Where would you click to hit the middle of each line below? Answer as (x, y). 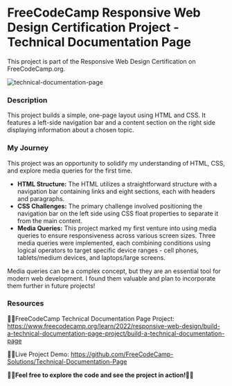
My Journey (28, 148)
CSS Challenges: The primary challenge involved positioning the (110, 206)
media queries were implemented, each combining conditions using (114, 243)
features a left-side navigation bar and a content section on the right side (111, 123)
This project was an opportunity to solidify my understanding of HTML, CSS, (116, 163)
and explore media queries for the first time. (70, 170)
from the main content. (50, 220)
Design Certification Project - (93, 27)
